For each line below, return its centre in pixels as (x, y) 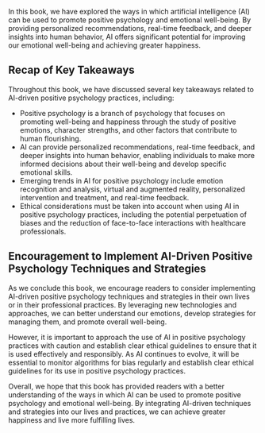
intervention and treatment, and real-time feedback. (104, 197)
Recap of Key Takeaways (71, 70)
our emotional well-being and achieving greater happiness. (104, 45)
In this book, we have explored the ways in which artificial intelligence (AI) (129, 12)
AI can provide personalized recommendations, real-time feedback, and (137, 147)
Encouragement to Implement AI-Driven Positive (131, 256)
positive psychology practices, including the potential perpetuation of (133, 215)
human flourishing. (50, 138)
